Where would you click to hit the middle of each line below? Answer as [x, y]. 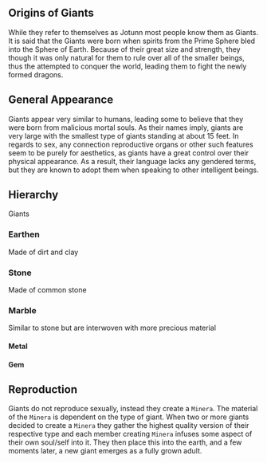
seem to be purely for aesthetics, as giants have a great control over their [129, 153]
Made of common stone [47, 290]
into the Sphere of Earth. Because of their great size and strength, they [124, 49]
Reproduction [43, 389]
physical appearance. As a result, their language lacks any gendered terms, [132, 161]
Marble [23, 310]
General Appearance [61, 100]
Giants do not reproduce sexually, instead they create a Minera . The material [133, 409]
